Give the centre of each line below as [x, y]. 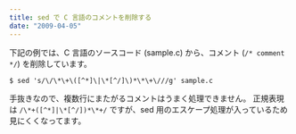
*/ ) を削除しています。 [50, 63]
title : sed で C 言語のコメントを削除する [80, 17]
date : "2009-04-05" [45, 26]
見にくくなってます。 [48, 121]
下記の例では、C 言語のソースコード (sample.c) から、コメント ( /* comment [147, 52]
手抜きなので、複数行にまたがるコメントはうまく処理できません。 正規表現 [147, 98]
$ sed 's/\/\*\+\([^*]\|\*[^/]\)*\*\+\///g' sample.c [111, 80]
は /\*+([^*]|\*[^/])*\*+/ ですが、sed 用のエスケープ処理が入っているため [148, 109]
